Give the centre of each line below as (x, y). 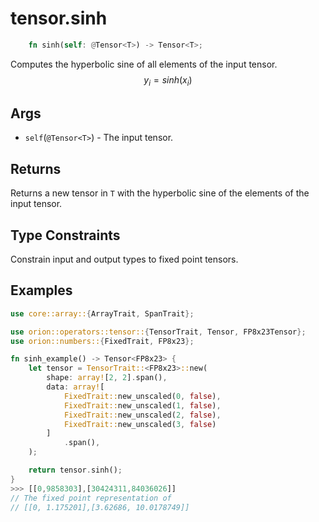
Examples (41, 290)
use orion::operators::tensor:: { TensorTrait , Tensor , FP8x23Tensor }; (158, 332)
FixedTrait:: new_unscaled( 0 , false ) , (142, 396)
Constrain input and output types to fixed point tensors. (124, 259)
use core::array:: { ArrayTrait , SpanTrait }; (102, 313)
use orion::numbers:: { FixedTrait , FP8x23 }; (102, 341)
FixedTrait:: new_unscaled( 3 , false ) (140, 424)
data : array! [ (75, 387)
